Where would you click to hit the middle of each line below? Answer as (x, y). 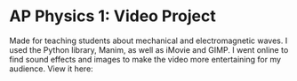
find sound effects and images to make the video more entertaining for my (145, 59)
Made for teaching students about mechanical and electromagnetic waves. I (148, 40)
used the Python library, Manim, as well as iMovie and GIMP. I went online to (149, 49)
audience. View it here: (51, 69)
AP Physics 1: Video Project (112, 16)
